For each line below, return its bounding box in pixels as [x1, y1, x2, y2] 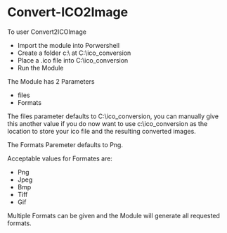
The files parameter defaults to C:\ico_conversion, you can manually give [7, 112, 219, 120]
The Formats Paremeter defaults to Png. [7, 140, 123, 149]
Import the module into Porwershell [17, 41, 120, 49]
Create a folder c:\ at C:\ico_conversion [17, 49, 131, 57]
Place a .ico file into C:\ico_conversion [17, 56, 129, 64]
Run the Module [17, 63, 64, 72]
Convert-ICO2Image [7, 4, 129, 20]
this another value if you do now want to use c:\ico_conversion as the [7, 119, 208, 127]
